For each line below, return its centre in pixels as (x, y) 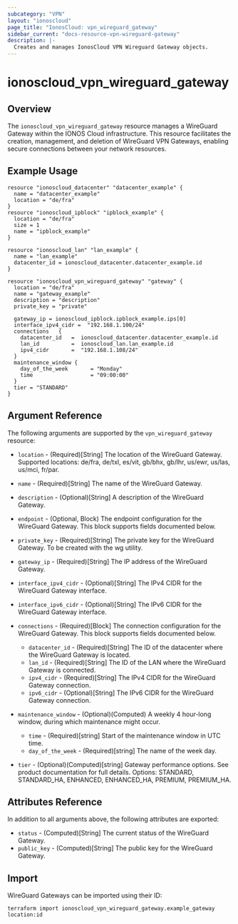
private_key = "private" (51, 306)
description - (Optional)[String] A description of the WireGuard (111, 497)
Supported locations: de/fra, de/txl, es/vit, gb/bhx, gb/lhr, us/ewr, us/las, (124, 462)
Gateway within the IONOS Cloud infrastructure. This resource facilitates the (119, 134)
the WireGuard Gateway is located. (79, 655)
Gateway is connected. (62, 670)
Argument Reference (55, 416)
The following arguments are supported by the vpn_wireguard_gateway (110, 433)
